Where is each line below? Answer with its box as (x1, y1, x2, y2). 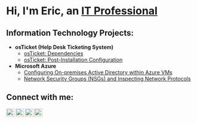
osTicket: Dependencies (23, 50, 84, 57)
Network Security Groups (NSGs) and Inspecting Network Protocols (23, 75, 191, 82)
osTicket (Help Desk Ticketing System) (14, 43, 114, 51)
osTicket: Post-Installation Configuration (23, 56, 123, 63)
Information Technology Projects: (6, 28, 134, 38)
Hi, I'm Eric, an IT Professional (6, 4, 158, 18)
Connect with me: (6, 92, 74, 102)
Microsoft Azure (14, 62, 57, 70)
